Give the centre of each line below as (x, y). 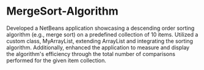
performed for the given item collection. (56, 60)
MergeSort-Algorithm (63, 11)
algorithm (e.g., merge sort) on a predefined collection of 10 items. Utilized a (102, 34)
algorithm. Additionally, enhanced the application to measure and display (98, 47)
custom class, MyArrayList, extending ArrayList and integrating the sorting (100, 41)
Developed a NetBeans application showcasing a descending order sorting (100, 28)
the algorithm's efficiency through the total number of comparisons (91, 54)
